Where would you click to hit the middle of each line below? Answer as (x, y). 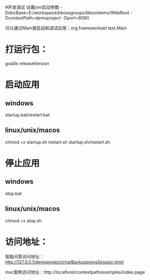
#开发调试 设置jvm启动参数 (32, 7)
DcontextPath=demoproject (33, 18)
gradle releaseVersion (27, 63)
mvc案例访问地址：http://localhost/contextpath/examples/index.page (75, 272)
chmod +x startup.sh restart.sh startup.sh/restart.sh (58, 142)
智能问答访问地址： (25, 257)
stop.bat (13, 193)
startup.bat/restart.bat (27, 115)
